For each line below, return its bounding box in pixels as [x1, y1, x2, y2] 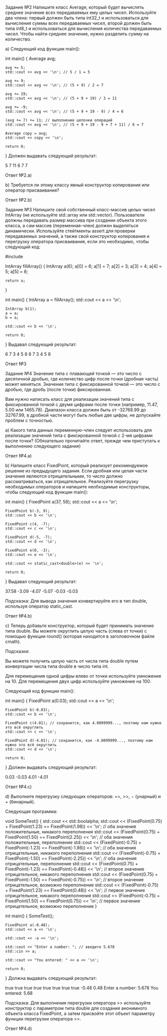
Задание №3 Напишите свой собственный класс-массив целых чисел [5, 207, 156, 212]
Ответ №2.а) [5, 172, 32, 178]
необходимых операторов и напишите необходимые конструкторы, [5, 484, 151, 489]
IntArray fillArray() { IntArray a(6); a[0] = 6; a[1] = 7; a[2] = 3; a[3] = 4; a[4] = [5, 263, 162, 269]
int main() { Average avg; [5, 56, 56, 62]
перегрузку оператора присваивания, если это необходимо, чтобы [5, 239, 149, 244]
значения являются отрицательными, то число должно [5, 473, 123, 479]
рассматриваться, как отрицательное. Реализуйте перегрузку [5, 478, 139, 484]
